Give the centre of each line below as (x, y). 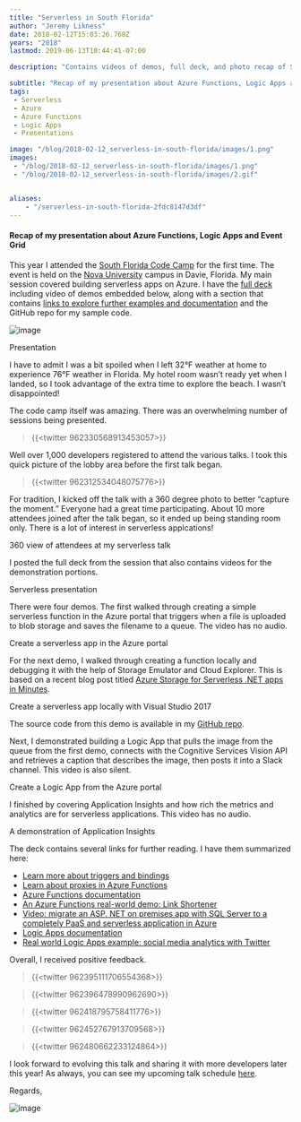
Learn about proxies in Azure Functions (95, 885)
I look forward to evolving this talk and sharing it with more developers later (148, 1064)
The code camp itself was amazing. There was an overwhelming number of (149, 410)
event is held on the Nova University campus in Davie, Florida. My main (141, 274)
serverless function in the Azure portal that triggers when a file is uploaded (148, 616)
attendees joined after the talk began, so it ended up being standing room (145, 518)
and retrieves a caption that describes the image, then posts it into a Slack (146, 760)
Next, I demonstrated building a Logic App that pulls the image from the (141, 741)
